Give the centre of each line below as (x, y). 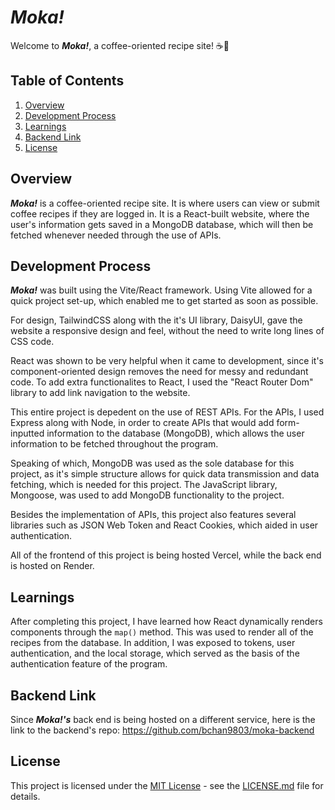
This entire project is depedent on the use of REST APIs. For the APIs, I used (167, 412)
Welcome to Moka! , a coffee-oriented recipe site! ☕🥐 (120, 45)
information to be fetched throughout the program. (114, 444)
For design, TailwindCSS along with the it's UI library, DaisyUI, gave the (156, 320)
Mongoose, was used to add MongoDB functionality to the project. (147, 495)
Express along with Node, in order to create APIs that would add (142, 423)
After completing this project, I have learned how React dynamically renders (166, 622)
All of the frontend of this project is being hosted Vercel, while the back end (166, 555)
